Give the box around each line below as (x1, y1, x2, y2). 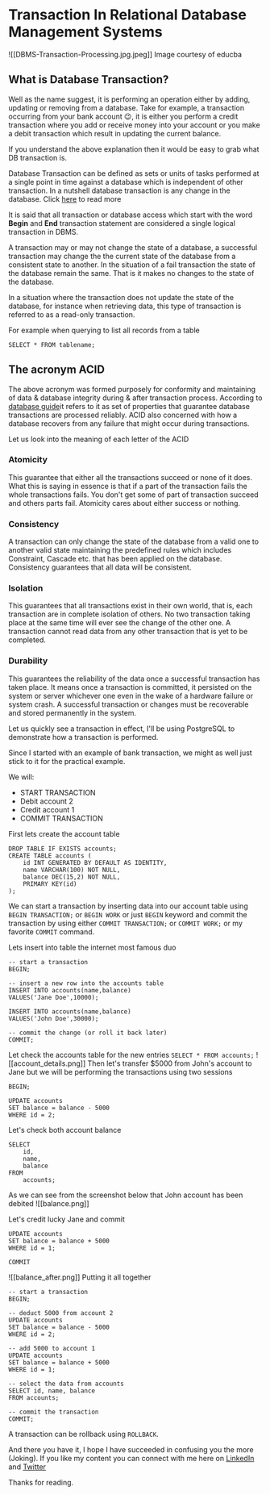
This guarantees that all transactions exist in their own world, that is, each (8, 601, 253, 611)
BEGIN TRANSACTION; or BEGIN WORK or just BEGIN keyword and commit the (8, 909, 247, 919)
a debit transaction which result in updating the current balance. (8, 128, 222, 138)
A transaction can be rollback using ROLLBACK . (8, 1429, 159, 1439)
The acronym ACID (8, 363, 105, 377)
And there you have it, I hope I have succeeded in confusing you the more (8, 1444, 254, 1454)
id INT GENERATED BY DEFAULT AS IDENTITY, (23, 858, 168, 867)
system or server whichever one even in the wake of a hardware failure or (8, 691, 254, 700)
